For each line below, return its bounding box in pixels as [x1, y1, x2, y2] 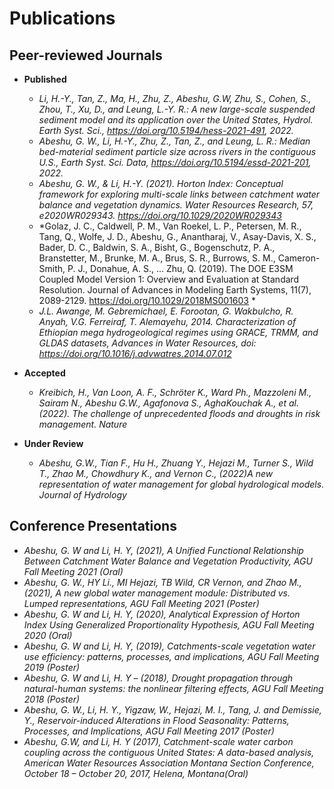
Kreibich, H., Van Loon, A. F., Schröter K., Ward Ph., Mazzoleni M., [38, 387, 312, 398]
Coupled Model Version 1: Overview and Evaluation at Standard [38, 273, 300, 285]
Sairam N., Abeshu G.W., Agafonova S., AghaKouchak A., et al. [38, 397, 299, 409]
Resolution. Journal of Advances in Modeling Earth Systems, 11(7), [38, 284, 312, 296]
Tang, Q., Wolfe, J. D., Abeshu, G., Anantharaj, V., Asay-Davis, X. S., [38, 231, 317, 242]
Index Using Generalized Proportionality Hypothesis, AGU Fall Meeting [23, 618, 315, 631]
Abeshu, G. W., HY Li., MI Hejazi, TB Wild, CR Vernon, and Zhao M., [23, 576, 302, 588]
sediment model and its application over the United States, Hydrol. [38, 114, 314, 126]
